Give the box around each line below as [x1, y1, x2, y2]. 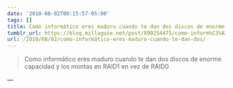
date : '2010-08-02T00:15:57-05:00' [7, 10, 110, 17]
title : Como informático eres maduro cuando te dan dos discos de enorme [7, 23, 225, 30]
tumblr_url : [7, 29, 42, 37]
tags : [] [7, 17, 33, 24]
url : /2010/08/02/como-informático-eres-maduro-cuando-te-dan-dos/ [7, 36, 207, 43]
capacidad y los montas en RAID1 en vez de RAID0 [24, 62, 169, 71]
